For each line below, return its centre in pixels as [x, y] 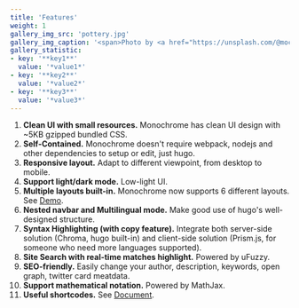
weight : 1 [28, 26]
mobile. [37, 172]
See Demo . [43, 201]
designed [40, 219]
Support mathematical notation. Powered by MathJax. [124, 286]
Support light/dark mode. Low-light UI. [95, 182]
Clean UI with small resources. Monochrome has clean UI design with [151, 125]
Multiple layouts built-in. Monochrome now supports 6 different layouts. [156, 191]
